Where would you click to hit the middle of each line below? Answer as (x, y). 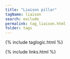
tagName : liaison (23, 14)
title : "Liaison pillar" (31, 10)
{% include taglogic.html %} (34, 42)
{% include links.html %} (30, 52)
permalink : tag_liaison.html (35, 24)
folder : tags (19, 28)
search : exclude (22, 19)
